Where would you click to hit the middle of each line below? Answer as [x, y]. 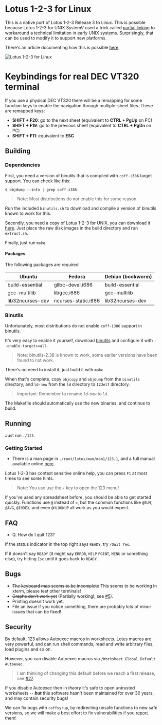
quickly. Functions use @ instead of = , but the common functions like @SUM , [79, 502]
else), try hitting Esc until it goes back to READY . [52, 558]
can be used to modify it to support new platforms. [56, 38]
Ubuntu [28, 276]
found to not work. [36, 360]
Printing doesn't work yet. [38, 601]
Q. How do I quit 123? [33, 534]
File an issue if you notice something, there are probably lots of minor [82, 606]
